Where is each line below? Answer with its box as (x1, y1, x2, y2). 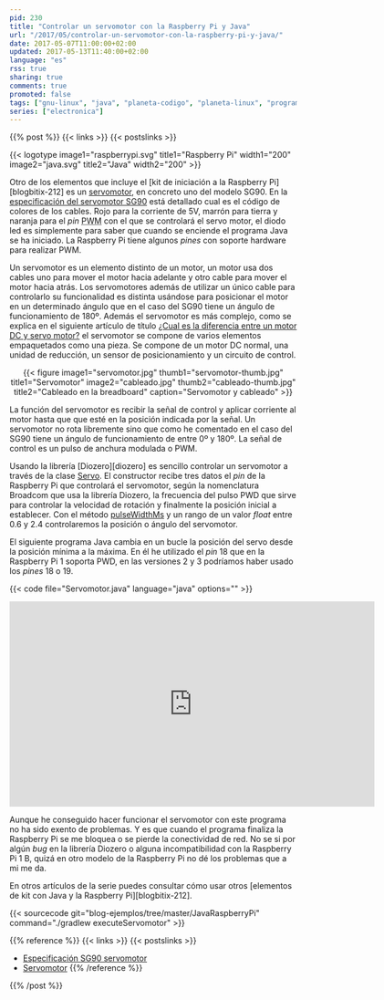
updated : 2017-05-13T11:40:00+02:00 (9, 47, 149, 57)
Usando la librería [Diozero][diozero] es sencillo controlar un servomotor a (9, 461, 289, 472)
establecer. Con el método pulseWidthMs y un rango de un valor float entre (9, 509, 293, 520)
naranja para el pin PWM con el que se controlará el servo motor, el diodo (9, 215, 286, 226)
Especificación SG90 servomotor (22, 953, 148, 964)
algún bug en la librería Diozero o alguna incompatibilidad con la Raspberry (9, 843, 292, 854)
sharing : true (9, 73, 64, 82)
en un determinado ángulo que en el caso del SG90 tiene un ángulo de (9, 301, 275, 312)
